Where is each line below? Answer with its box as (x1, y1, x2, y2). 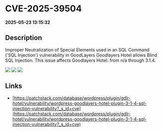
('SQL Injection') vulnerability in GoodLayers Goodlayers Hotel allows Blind (5, 52, 158, 58)
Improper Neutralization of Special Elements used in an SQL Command (5, 46, 150, 52)
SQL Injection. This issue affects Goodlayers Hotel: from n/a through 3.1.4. (5, 57, 156, 63)
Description (5, 34, 42, 42)
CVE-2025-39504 (5, 3, 82, 14)
